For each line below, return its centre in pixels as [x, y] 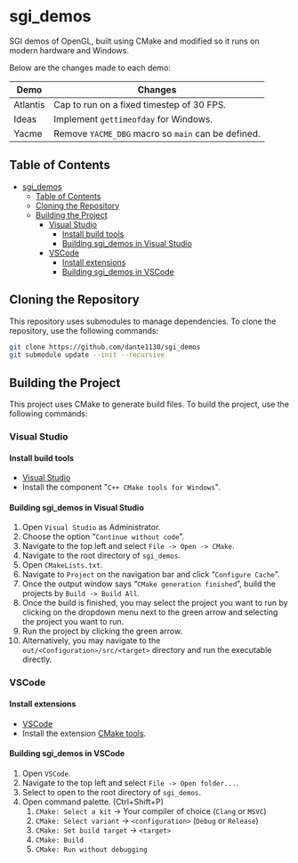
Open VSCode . [46, 773]
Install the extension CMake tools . [84, 733]
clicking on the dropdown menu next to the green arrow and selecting [150, 612]
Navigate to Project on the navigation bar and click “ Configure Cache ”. [151, 575]
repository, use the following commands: [84, 330]
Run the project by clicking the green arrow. [102, 631]
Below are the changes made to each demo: [90, 68]
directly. [37, 659]
